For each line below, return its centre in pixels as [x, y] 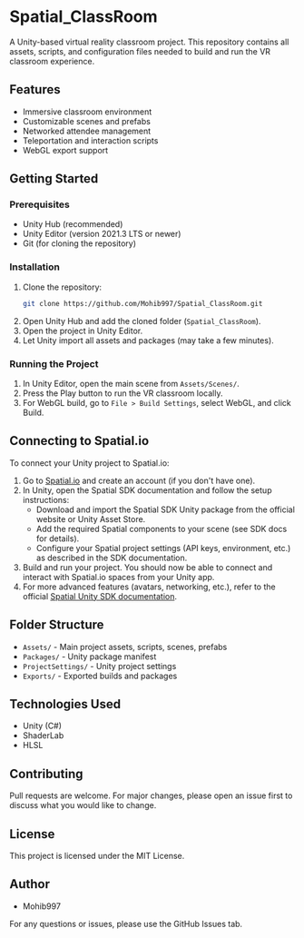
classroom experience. [52, 61]
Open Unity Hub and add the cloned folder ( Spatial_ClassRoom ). [142, 321]
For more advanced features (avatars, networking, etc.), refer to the [149, 587]
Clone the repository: [62, 287]
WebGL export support [65, 150]
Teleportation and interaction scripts [90, 140]
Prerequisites [39, 204]
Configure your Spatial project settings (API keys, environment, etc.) [163, 548]
